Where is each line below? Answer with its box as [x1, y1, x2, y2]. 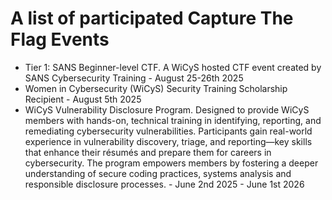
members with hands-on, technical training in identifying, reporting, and [24, 114, 322, 126]
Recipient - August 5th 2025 [24, 93, 142, 105]
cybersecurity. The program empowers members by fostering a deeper [24, 157, 319, 169]
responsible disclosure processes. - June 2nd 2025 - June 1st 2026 [24, 178, 305, 190]
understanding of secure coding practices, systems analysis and [24, 167, 292, 179]
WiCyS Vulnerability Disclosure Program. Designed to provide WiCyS [24, 103, 310, 116]
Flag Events [10, 28, 110, 51]
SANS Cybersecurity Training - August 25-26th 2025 [24, 72, 244, 84]
